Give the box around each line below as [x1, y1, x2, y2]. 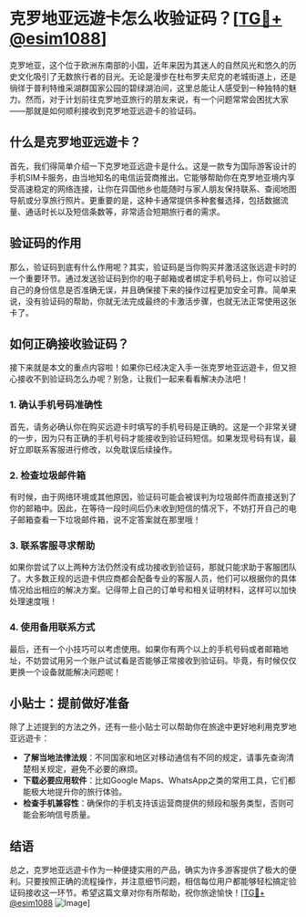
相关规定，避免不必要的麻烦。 [30, 764, 143, 775]
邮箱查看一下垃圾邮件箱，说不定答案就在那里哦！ [16, 514, 201, 525]
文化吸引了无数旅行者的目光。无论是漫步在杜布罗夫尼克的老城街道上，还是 [16, 70, 297, 82]
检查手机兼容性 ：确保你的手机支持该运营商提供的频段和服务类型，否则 [22, 797, 287, 808]
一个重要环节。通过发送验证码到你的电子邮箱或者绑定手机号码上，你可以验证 [9, 273, 297, 284]
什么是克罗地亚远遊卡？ [9, 134, 141, 151]
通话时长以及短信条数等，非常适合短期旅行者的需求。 [25, 206, 225, 217]
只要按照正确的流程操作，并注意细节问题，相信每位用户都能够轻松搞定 [25, 876, 289, 887]
